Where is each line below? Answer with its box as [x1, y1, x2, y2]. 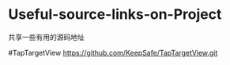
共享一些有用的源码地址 [8, 32, 85, 42]
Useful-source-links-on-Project [8, 5, 222, 23]
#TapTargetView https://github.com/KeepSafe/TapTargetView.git [8, 48, 218, 57]
